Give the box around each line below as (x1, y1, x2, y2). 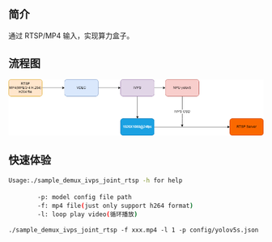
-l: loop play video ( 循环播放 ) (37, 210, 138, 219)
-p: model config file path (37, 193, 132, 202)
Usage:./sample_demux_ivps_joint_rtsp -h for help (8, 176, 183, 185)
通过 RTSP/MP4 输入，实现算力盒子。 (8, 31, 134, 40)
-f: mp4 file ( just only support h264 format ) (37, 202, 194, 210)
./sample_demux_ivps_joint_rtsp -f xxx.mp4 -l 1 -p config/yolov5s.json (8, 226, 259, 234)
